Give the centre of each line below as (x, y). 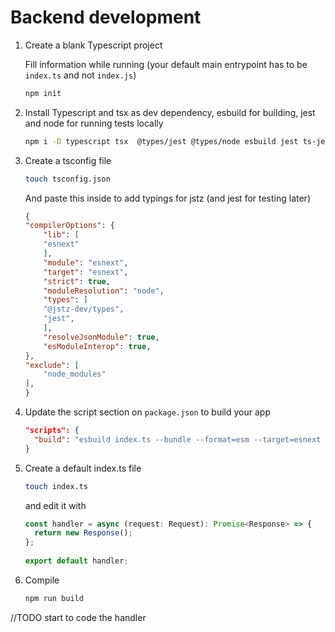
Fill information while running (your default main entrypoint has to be (166, 64)
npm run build (54, 598)
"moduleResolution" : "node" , (104, 291)
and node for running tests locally (94, 123)
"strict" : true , (77, 281)
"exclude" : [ (52, 365)
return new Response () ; (83, 533)
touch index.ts (56, 486)
